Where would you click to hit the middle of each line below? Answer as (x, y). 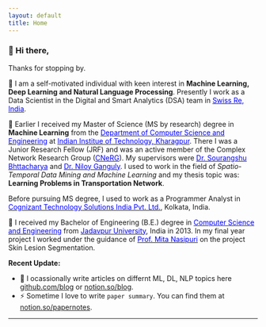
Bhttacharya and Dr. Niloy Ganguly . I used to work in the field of (112, 166)
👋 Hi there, (29, 51)
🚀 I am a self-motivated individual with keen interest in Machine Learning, (129, 83)
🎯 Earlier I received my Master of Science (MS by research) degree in (121, 124)
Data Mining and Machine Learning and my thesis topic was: (140, 175)
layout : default (35, 15)
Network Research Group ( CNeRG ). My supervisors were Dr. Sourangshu (127, 158)
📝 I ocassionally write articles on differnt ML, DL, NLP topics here (125, 278)
